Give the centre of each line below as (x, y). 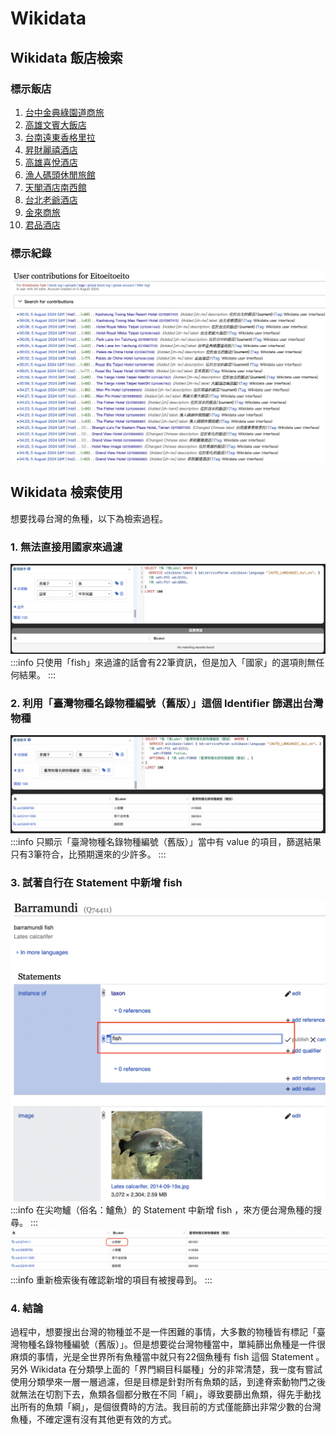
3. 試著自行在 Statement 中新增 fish (96, 882)
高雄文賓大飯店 (55, 124)
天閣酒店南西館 (55, 187)
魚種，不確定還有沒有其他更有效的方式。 (93, 1419)
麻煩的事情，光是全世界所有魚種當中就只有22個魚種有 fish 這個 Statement (162, 1357)
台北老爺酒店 (51, 199)
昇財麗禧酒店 (51, 149)
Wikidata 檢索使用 (66, 492)
